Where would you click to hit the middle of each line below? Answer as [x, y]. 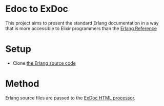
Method [22, 84]
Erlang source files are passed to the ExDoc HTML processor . [70, 98]
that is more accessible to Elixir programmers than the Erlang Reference [81, 28]
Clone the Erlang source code [44, 63]
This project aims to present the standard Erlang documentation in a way [82, 23]
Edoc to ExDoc [37, 9]
